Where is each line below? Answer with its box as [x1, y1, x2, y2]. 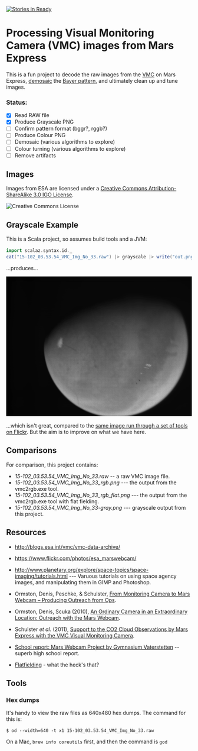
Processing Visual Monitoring [6, 27, 154, 40]
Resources [6, 527, 47, 538]
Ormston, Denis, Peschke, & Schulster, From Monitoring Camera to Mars [14, 590, 190, 597]
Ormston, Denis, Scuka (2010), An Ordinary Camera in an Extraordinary [14, 608, 188, 615]
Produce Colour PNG [14, 132, 66, 139]
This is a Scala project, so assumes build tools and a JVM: [6, 235, 147, 242]
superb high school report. [14, 649, 80, 656]
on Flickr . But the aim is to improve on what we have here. [6, 429, 146, 436]
